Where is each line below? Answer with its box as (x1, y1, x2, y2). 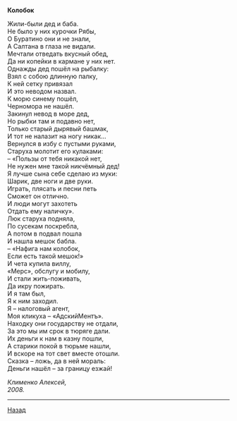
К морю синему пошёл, (7, 94, 79, 103)
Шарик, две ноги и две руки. (7, 177, 94, 185)
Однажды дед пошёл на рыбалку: (7, 65, 109, 73)
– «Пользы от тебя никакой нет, (7, 154, 102, 163)
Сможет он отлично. (7, 192, 69, 200)
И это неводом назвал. (7, 87, 77, 95)
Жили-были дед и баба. (7, 20, 79, 28)
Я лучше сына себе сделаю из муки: (7, 169, 118, 178)
